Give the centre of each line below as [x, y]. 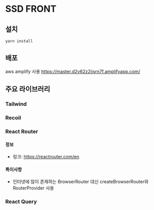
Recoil [13, 118]
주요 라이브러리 [28, 89]
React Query [21, 202]
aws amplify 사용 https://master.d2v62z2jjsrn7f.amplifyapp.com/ [73, 71]
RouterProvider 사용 [33, 188]
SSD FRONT [31, 9]
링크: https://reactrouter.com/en [46, 157]
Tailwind [16, 104]
